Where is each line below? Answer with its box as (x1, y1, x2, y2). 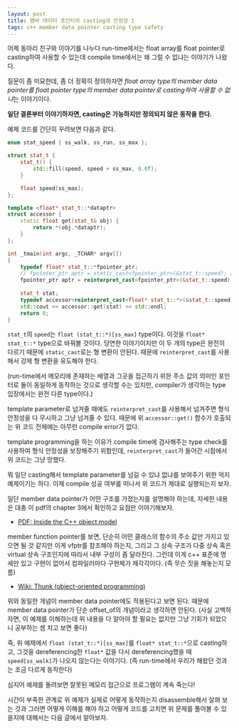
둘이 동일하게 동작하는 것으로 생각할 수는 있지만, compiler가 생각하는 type (20, 381, 226, 389)
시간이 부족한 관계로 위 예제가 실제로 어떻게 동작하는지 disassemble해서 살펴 (7, 695, 221, 705)
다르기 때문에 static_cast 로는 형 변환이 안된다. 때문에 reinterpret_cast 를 (7, 348, 217, 357)
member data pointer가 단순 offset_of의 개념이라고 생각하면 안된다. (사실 (7, 606, 213, 614)
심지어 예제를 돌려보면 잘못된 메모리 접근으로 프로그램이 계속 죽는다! (7, 680, 196, 689)
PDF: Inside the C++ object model (17, 517, 117, 527)
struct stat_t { (7, 152, 55, 159)
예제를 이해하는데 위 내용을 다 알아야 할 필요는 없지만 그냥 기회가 (29, 615, 208, 623)
